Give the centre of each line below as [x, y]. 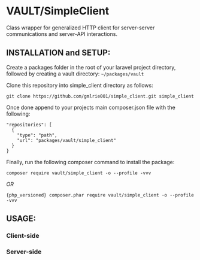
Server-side [24, 252]
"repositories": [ [29, 125]
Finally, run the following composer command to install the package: [90, 162]
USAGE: [21, 219]
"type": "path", [37, 135]
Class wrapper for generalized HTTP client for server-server [81, 28]
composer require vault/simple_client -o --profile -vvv [79, 173]
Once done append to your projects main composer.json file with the [91, 107]
